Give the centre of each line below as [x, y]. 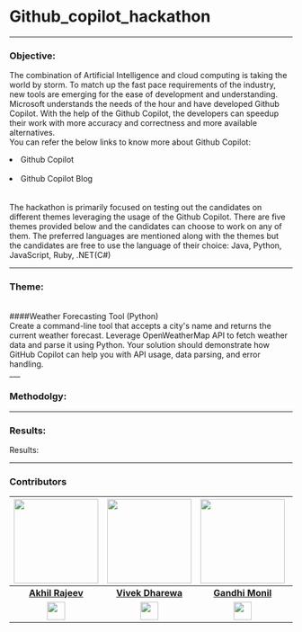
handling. [27, 364]
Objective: [32, 56]
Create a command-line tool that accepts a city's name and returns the [140, 325]
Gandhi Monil [243, 593]
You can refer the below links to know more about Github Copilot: [130, 142]
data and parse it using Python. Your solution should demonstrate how [139, 344]
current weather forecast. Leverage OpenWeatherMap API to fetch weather [149, 335]
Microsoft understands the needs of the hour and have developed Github [145, 104]
